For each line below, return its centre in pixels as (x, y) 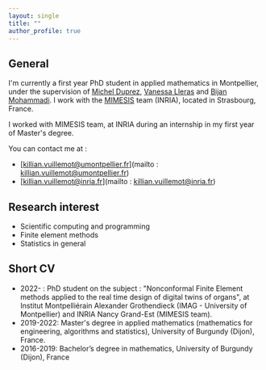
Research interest (54, 207)
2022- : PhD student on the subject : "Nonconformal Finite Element (131, 288)
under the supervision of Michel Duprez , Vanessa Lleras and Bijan (118, 92)
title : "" (25, 23)
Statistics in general (53, 244)
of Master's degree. (41, 133)
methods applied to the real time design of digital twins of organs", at (135, 296)
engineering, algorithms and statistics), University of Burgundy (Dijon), (137, 331)
